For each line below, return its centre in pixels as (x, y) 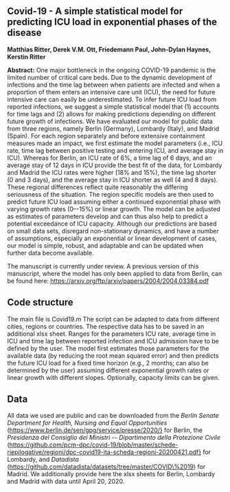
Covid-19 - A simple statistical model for (95, 11)
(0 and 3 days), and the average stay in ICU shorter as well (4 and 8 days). (113, 180)
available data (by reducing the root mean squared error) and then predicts (113, 355)
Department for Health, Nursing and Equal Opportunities (87, 423)
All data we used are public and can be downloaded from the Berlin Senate (113, 416)
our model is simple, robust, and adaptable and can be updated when (105, 245)
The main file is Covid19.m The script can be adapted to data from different (113, 319)
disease (24, 33)
